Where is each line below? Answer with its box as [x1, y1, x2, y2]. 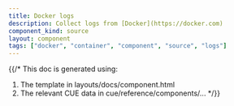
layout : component [8, 34, 71, 43]
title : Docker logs [8, 11, 75, 20]
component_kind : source [8, 27, 89, 35]
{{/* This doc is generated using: [8, 64, 118, 74]
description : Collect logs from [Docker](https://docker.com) [8, 19, 223, 28]
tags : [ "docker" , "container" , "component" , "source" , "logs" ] [8, 42, 227, 50]
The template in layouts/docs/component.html [19, 80, 175, 90]
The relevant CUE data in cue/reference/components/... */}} [19, 88, 221, 98]
